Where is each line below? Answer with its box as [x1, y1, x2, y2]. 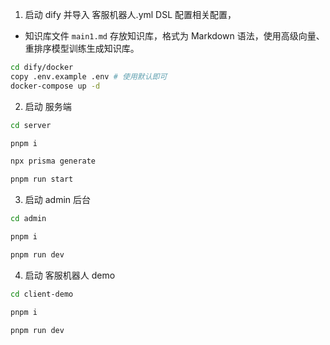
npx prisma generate [10, 156, 97, 167]
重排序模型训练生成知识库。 [24, 43, 140, 54]
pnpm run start [10, 174, 74, 185]
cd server [10, 120, 52, 130]
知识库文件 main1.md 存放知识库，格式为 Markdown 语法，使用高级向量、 [24, 30, 325, 42]
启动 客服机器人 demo [24, 269, 116, 281]
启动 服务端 [24, 100, 72, 112]
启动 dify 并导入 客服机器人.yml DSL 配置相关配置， [24, 9, 237, 20]
